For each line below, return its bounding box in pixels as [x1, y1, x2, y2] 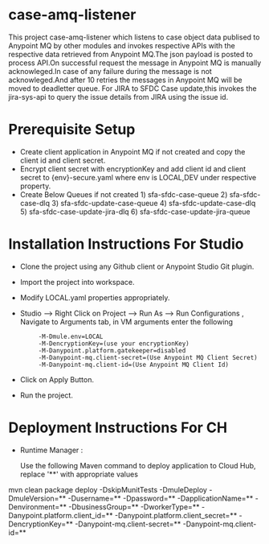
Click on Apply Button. [19, 374, 95, 384]
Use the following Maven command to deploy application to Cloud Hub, [19, 460, 256, 470]
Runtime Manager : [19, 445, 84, 455]
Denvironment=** [8, 501, 67, 512]
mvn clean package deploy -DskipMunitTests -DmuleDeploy [8, 484, 207, 494]
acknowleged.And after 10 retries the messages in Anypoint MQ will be [8, 75, 243, 84]
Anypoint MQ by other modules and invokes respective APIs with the [8, 40, 235, 50]
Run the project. [19, 390, 74, 400]
